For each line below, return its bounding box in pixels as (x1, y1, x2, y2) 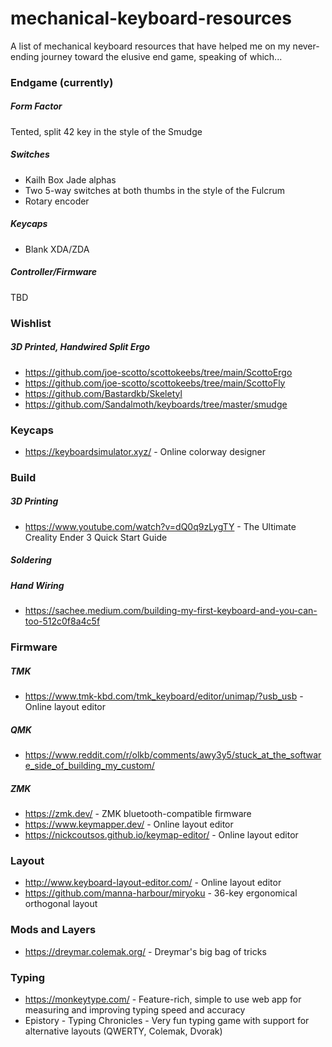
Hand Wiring (10, 579, 65, 591)
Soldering (10, 554, 52, 566)
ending (10, 50, 40, 62)
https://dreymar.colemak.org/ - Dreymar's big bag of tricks (24, 945, 267, 957)
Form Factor (10, 100, 63, 112)
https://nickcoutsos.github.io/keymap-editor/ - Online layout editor (24, 828, 299, 841)
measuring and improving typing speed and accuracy (24, 1003, 246, 1016)
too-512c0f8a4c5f (24, 615, 101, 627)
